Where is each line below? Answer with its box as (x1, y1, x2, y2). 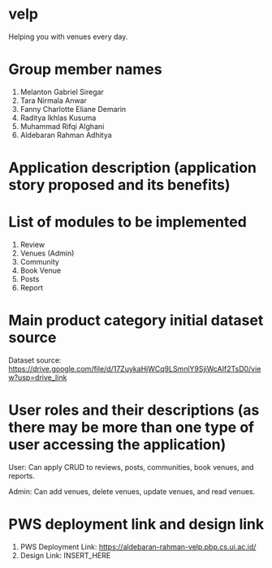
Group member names (8, 60, 162, 79)
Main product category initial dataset (8, 312, 264, 329)
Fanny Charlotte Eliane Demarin (19, 104, 127, 114)
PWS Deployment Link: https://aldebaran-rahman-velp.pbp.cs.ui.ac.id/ (19, 541, 257, 552)
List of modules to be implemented (8, 213, 248, 231)
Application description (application (8, 159, 257, 177)
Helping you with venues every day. (8, 32, 128, 41)
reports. (8, 471, 35, 480)
